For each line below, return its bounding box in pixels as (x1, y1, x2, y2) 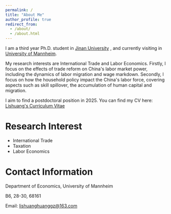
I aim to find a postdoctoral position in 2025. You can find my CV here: (5, 97, 153, 103)
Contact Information (5, 166, 93, 178)
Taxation (12, 143, 31, 149)
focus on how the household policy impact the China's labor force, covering (5, 77, 165, 83)
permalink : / (5, 7, 33, 13)
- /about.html (10, 31, 40, 36)
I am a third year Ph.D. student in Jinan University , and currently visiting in (5, 45, 162, 51)
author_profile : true (5, 17, 52, 22)
